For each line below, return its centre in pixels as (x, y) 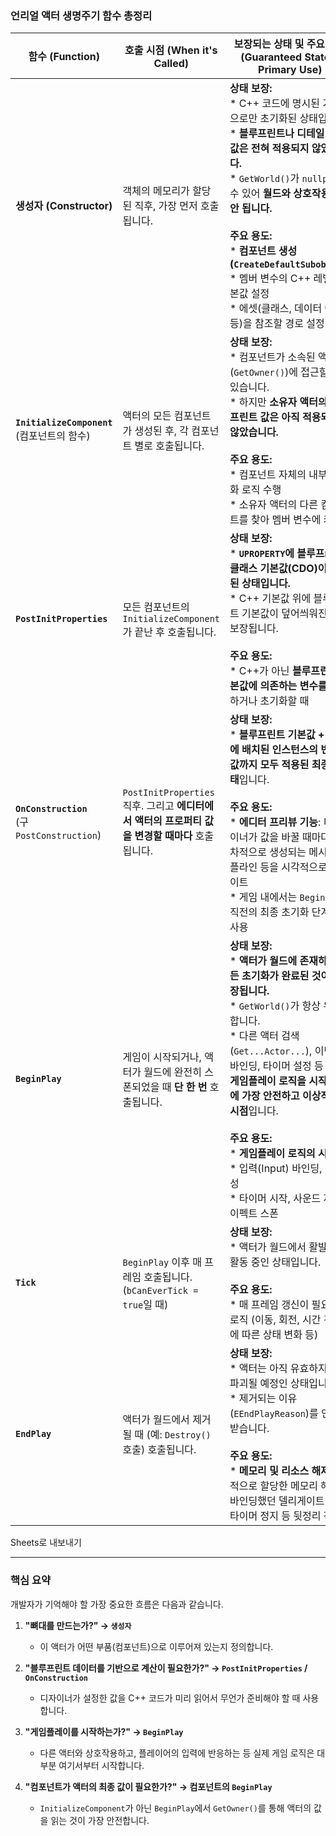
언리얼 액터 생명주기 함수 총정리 (81, 15)
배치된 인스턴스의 (280, 750)
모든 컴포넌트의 (156, 607)
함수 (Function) (64, 57)
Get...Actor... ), (273, 1051)
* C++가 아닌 (259, 671)
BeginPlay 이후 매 (162, 1262)
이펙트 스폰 (254, 1214)
